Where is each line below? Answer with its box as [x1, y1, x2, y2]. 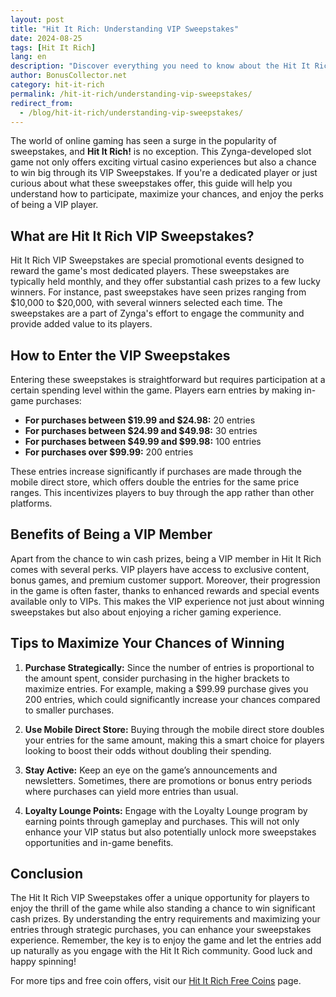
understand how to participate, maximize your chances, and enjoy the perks [10, 188, 324, 200]
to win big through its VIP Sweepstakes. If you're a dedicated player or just [10, 167, 318, 179]
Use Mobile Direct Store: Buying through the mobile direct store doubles [24, 723, 325, 735]
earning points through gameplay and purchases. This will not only [24, 815, 300, 827]
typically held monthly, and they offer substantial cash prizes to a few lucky [10, 276, 321, 288]
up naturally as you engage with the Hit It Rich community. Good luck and [10, 945, 313, 957]
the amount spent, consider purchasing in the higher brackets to [24, 672, 290, 684]
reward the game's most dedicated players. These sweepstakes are [10, 265, 290, 277]
